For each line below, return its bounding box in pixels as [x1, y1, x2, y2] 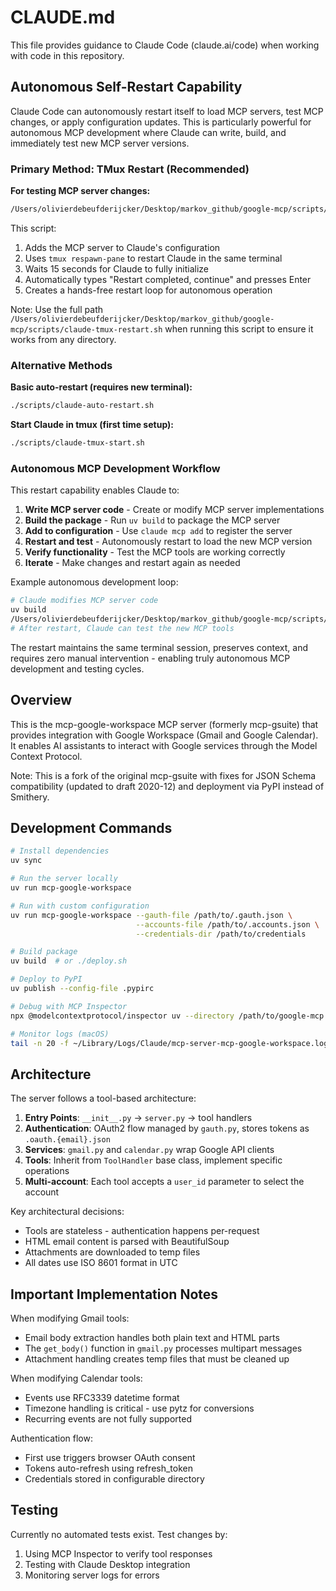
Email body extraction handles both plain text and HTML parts [24, 1332, 280, 1344]
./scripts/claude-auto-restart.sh [10, 401, 155, 411]
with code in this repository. [10, 49, 125, 61]
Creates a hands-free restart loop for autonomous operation [24, 284, 273, 296]
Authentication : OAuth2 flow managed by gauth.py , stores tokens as [24, 1122, 310, 1135]
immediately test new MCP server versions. [10, 137, 190, 149]
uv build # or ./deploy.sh [10, 956, 128, 966]
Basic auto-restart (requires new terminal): [10, 381, 193, 393]
